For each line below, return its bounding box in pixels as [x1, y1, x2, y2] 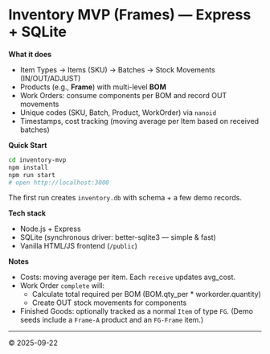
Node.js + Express [19, 224, 82, 234]
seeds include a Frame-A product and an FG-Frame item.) [19, 315, 203, 325]
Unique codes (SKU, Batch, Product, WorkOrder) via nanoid [19, 107, 217, 117]
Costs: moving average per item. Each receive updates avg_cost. [19, 272, 235, 282]
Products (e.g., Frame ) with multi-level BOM [19, 82, 166, 92]
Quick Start [8, 140, 47, 150]
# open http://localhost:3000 [8, 179, 110, 187]
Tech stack [8, 208, 47, 218]
